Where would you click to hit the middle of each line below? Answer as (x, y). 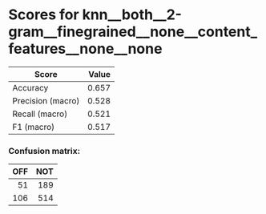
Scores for (44, 15)
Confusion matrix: (44, 151)
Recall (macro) (40, 114)
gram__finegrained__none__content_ (133, 32)
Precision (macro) (46, 100)
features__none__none (85, 49)
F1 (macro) (34, 127)
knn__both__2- (132, 15)
